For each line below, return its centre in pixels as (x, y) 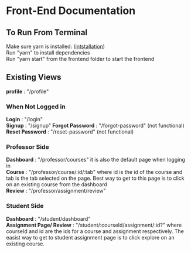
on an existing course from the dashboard (57, 184)
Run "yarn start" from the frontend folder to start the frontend (80, 59)
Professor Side (28, 147)
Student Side (25, 206)
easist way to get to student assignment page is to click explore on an (90, 237)
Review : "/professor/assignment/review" (56, 191)
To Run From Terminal (47, 33)
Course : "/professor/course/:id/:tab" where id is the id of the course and (94, 172)
